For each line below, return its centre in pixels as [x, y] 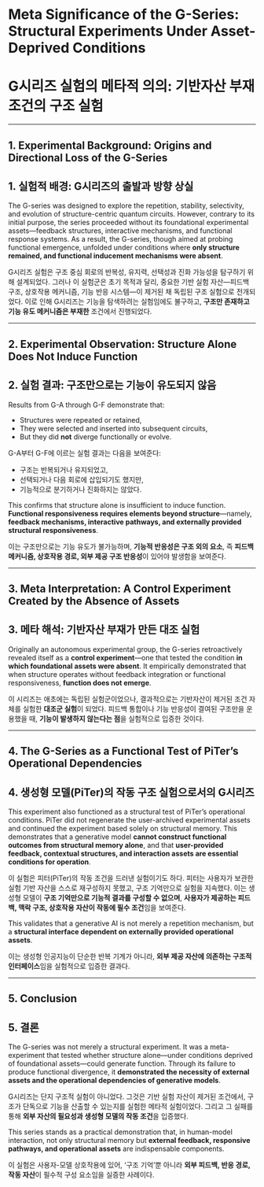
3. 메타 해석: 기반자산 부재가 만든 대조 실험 [104, 630]
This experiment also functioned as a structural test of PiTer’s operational [127, 812]
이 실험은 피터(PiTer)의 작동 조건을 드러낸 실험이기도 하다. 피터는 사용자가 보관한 [131, 878]
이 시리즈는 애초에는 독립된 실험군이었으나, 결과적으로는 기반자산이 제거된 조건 [128, 699]
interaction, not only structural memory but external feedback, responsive [129, 1141]
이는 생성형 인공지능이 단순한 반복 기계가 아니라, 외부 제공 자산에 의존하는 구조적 [130, 956]
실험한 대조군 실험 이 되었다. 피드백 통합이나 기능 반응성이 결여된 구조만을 [134, 708]
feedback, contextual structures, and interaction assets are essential [123, 853]
